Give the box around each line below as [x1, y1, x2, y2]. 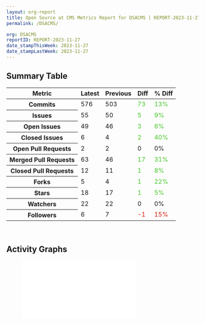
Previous [105, 89, 132, 98]
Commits [28, 100, 56, 109]
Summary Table [6, 71, 68, 81]
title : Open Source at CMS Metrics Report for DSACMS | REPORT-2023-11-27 [6, 15, 201, 21]
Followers [27, 211, 57, 219]
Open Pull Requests [13, 144, 71, 153]
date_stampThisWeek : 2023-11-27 [6, 43, 88, 49]
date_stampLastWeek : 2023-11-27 [6, 48, 88, 55]
